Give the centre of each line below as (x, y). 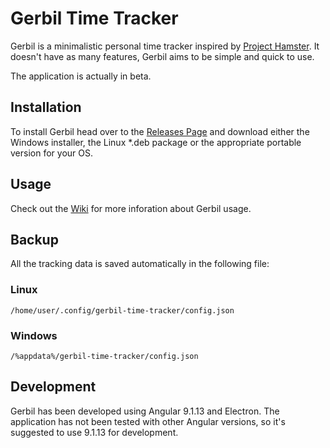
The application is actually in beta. (81, 76)
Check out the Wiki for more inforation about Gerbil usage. (131, 208)
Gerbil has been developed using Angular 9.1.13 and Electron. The (145, 411)
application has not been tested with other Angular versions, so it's (148, 421)
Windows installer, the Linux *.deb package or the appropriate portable (156, 142)
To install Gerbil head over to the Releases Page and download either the (160, 131)
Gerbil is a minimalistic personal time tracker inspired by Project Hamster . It (165, 46)
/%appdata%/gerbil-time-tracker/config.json (104, 356)
